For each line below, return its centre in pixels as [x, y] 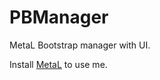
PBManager [59, 17]
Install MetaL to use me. [58, 64]
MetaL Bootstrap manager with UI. [80, 45]
